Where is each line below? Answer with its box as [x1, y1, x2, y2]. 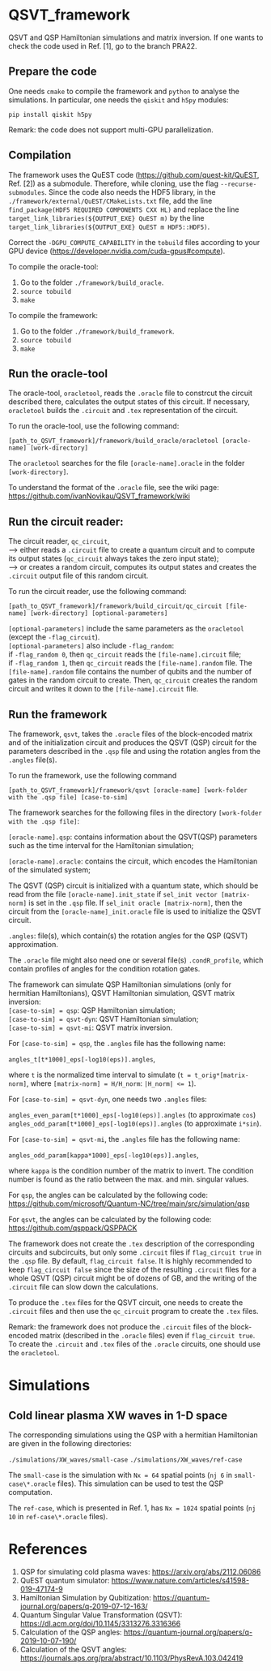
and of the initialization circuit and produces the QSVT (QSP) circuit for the [8, 738, 257, 747]
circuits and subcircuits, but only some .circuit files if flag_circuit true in [8, 1247, 262, 1257]
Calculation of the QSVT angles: [19, 1644, 127, 1654]
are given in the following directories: [8, 1439, 132, 1448]
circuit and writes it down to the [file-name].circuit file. [8, 684, 199, 694]
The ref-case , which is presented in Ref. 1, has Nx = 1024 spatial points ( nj [8, 1503, 256, 1513]
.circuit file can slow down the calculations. [8, 1282, 159, 1291]
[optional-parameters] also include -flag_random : [8, 641, 175, 651]
